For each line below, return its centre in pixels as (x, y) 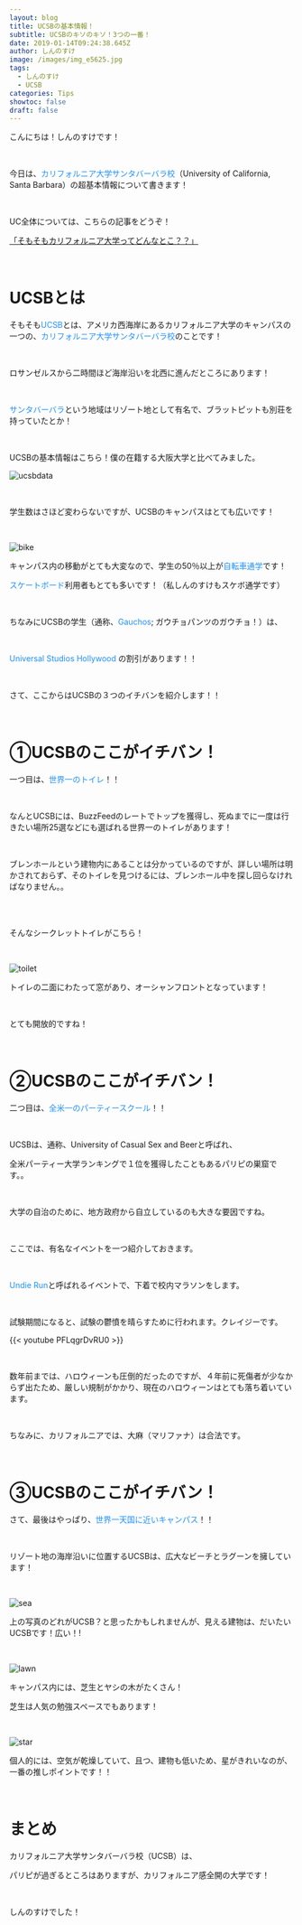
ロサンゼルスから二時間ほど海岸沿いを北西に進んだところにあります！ (140, 373)
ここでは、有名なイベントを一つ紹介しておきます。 (104, 1248)
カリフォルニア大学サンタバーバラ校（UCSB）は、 (103, 1855)
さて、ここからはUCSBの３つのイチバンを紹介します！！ (115, 696)
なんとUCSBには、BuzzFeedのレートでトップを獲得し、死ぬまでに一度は (146, 816)
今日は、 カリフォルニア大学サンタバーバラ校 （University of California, (140, 173)
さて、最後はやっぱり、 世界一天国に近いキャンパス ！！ (112, 1519)
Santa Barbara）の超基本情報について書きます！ (99, 185)
